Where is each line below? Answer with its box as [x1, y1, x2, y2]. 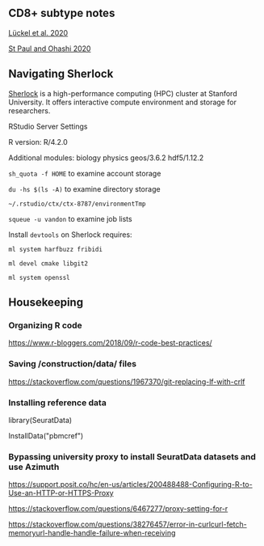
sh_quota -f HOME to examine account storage [8, 168, 161, 178]
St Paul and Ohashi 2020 [8, 44, 91, 53]
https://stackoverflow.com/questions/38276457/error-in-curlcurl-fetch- [8, 519, 248, 529]
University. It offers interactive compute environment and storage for [8, 97, 237, 107]
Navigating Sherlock [8, 67, 114, 81]
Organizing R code [8, 320, 82, 331]
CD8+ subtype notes [8, 6, 115, 20]
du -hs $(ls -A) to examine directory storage [8, 184, 161, 193]
